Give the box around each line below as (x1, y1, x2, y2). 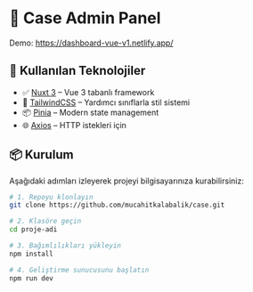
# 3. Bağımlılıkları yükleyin (9, 241, 122, 250)
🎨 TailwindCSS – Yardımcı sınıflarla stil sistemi (21, 97, 190, 108)
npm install (9, 249, 53, 258)
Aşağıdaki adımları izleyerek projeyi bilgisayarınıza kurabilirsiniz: (9, 175, 245, 186)
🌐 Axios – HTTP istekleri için (21, 119, 127, 130)
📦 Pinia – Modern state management (21, 107, 159, 118)
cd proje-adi (9, 225, 58, 234)
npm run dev (9, 273, 53, 283)
